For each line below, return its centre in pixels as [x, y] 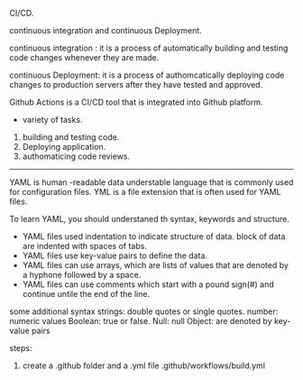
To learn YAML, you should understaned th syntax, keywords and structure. [150, 219]
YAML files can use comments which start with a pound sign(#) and [148, 284]
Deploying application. [64, 147]
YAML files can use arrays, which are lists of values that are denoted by [155, 265]
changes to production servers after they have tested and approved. [136, 84]
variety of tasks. [52, 120]
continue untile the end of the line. [86, 294]
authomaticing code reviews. [76, 156]
